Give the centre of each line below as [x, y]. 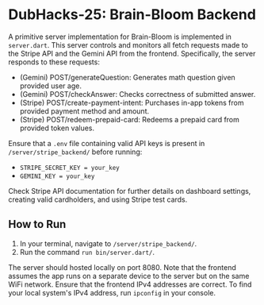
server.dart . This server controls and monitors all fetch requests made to [128, 44]
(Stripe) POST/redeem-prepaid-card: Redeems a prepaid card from [130, 119]
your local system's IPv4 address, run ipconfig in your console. [112, 292]
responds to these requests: [54, 62]
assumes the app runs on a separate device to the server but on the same [129, 276]
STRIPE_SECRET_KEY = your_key [70, 168]
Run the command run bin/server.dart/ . [87, 252]
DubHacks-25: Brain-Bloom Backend [132, 15]
